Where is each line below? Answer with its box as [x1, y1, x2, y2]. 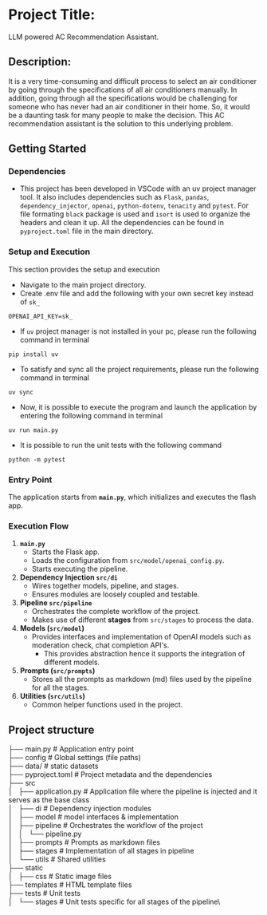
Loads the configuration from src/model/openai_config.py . [31, 556, 225, 565]
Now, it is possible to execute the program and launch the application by [19, 402, 257, 412]
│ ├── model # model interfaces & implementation [8, 812, 179, 822]
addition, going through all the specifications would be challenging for [8, 93, 238, 103]
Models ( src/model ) [19, 624, 85, 633]
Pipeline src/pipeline [19, 598, 92, 608]
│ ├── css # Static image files [8, 872, 112, 881]
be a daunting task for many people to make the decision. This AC [8, 110, 225, 120]
